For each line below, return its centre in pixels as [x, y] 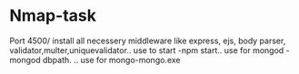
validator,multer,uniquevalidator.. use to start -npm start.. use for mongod [147, 50]
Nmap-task [53, 16]
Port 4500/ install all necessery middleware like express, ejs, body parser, [148, 41]
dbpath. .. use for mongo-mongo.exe [111, 60]
